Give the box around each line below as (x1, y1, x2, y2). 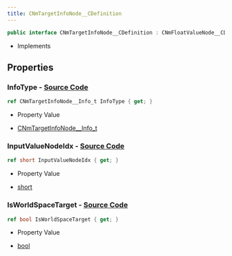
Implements (17, 42, 51, 50)
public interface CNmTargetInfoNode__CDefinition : (7, 29, 159, 36)
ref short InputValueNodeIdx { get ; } (7, 157, 119, 164)
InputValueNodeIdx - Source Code (7, 141, 125, 151)
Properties (7, 62, 54, 73)
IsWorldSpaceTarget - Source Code (7, 200, 128, 210)
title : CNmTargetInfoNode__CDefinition (7, 10, 122, 17)
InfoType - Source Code (7, 82, 88, 92)
